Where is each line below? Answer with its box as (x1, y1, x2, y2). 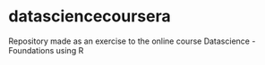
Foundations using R (8, 45, 84, 55)
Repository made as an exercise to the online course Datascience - (8, 36, 256, 46)
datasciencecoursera (8, 6, 171, 27)
